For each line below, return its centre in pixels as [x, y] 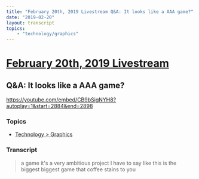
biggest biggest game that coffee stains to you [78, 169]
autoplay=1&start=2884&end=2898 [50, 106]
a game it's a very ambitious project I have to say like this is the [99, 163]
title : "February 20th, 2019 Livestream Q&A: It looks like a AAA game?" [100, 12]
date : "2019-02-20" [30, 17]
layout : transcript [30, 23]
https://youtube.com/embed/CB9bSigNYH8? [61, 100]
